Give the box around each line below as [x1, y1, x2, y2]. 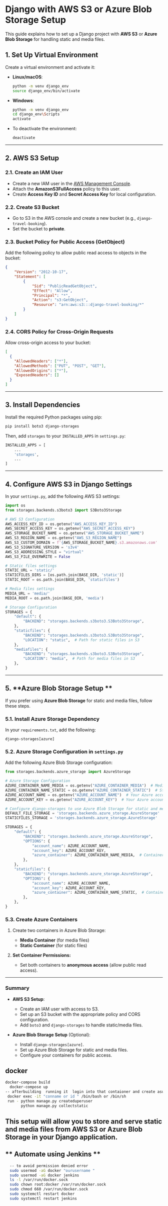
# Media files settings [5, 586, 55, 591]
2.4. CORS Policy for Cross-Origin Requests [5, 328, 114, 335]
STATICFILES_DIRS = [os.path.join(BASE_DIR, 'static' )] [5, 572, 124, 578]
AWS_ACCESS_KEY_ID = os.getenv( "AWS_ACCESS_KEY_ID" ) [5, 522, 117, 527]
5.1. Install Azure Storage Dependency [5, 715, 100, 722]
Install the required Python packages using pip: [5, 414, 102, 420]
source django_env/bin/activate [12, 88, 80, 94]
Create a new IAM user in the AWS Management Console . [12, 180, 131, 187]
